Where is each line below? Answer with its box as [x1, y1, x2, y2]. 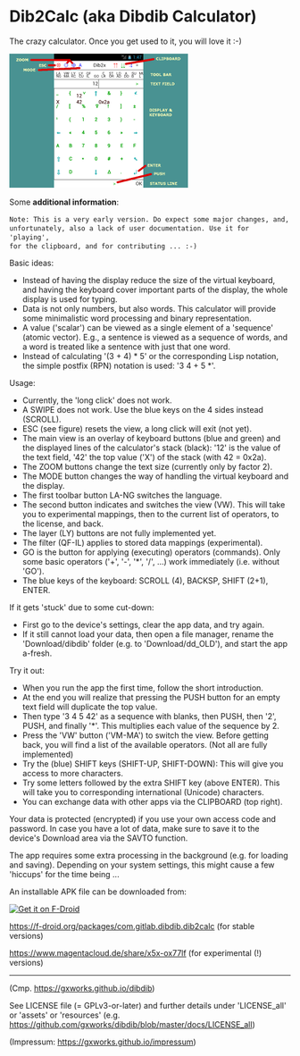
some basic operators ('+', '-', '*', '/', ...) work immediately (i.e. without [21, 556, 279, 566]
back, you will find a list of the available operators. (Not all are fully [21, 739, 268, 750]
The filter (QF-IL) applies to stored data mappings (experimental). [21, 537, 263, 548]
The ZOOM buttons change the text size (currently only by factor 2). [21, 461, 273, 472]
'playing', [9, 232, 50, 242]
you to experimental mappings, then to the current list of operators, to [21, 508, 279, 519]
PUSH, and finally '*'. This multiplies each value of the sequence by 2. [21, 720, 279, 731]
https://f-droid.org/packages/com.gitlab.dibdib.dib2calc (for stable [9, 920, 255, 931]
